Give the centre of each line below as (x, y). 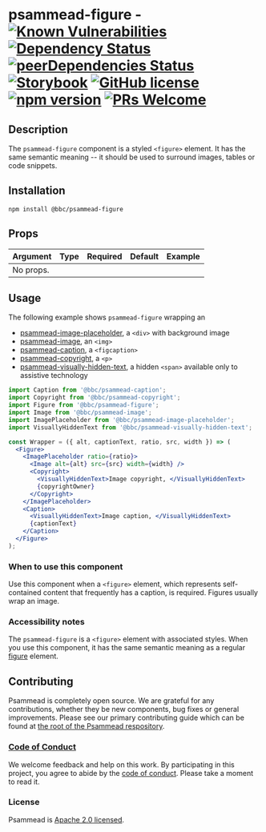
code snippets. (33, 165)
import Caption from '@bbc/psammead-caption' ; (87, 390)
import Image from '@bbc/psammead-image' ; (80, 413)
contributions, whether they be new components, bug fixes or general (124, 709)
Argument (32, 256)
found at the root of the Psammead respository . (87, 726)
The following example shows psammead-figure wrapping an (107, 317)
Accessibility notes (47, 622)
